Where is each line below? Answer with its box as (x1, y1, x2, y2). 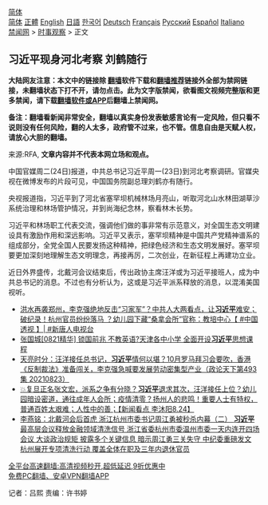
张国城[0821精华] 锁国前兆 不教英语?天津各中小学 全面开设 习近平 (19, 334, 233, 344)
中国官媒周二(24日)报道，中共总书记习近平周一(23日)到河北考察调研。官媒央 (8, 166, 259, 176)
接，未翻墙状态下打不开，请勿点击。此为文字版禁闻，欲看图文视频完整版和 (8, 85, 253, 95)
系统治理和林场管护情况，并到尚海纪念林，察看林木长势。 (8, 203, 197, 213)
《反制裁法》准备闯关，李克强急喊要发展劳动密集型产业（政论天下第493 (19, 364, 258, 373)
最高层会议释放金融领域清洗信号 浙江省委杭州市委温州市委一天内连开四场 (19, 423, 260, 433)
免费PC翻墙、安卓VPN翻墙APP (8, 471, 109, 480)
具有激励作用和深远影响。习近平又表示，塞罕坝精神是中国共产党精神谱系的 (14, 230, 260, 240)
